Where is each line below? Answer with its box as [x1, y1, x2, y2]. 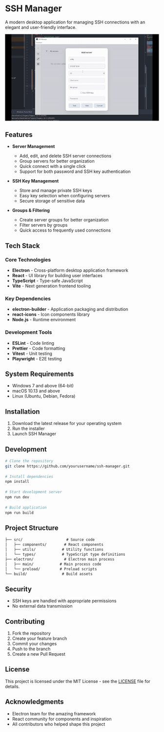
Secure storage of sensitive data [19, 198, 85, 204]
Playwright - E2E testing [12, 355, 62, 361]
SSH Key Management [12, 178, 59, 184]
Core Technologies [5, 256, 51, 263]
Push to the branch [12, 646, 51, 652]
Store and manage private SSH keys [19, 188, 92, 193]
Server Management [12, 143, 55, 149]
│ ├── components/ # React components [5, 542, 104, 547]
